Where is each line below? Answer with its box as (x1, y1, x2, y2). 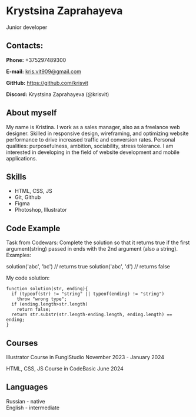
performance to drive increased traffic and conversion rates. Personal (6, 136, 175, 143)
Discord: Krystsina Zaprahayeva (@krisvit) (6, 90, 109, 98)
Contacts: (6, 41, 44, 51)
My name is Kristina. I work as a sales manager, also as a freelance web (6, 123, 181, 130)
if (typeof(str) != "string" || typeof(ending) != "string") (11, 291, 165, 297)
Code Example (6, 223, 61, 234)
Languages (6, 382, 48, 392)
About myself (6, 108, 57, 118)
